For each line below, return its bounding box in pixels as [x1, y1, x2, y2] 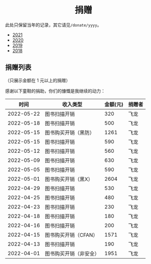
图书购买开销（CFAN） [44, 231, 98, 238]
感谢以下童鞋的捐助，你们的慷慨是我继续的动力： [5, 88, 105, 94]
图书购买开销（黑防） [44, 129, 95, 136]
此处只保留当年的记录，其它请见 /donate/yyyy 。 [5, 22, 102, 28]
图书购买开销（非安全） [44, 250, 100, 257]
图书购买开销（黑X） [44, 176, 93, 183]
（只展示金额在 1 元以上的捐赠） [5, 77, 71, 83]
